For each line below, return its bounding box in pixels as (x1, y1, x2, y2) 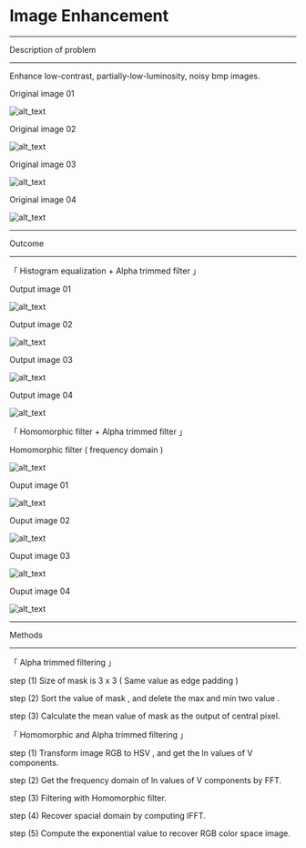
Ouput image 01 (9, 480, 69, 491)
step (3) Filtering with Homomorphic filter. (9, 792, 167, 803)
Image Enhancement (9, 5, 169, 26)
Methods (9, 629, 44, 640)
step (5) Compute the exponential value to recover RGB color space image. (9, 827, 291, 839)
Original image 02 (9, 123, 76, 134)
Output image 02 (9, 318, 73, 329)
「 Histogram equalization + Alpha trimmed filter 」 (9, 265, 201, 276)
